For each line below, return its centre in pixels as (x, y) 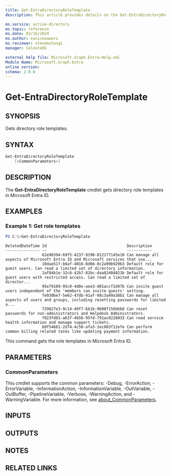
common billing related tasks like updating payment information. (78, 332)
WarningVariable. (24, 399)
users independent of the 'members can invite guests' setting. (75, 291)
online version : (23, 67)
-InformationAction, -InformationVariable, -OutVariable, (94, 389)
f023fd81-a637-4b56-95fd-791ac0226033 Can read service (103, 318)
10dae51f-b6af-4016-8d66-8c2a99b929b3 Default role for (103, 264)
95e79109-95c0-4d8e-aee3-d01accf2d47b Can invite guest (103, 287)
